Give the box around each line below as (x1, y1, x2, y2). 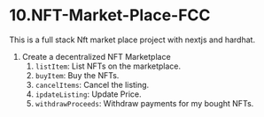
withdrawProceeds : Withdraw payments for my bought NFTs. (35, 98, 254, 108)
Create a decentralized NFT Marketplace (21, 51, 171, 62)
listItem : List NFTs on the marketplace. (35, 61, 182, 71)
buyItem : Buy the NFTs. (35, 69, 120, 80)
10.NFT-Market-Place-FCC (9, 5, 211, 26)
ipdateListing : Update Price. (35, 89, 142, 99)
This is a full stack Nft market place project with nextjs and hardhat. (9, 34, 255, 45)
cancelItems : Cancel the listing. (35, 79, 150, 90)
